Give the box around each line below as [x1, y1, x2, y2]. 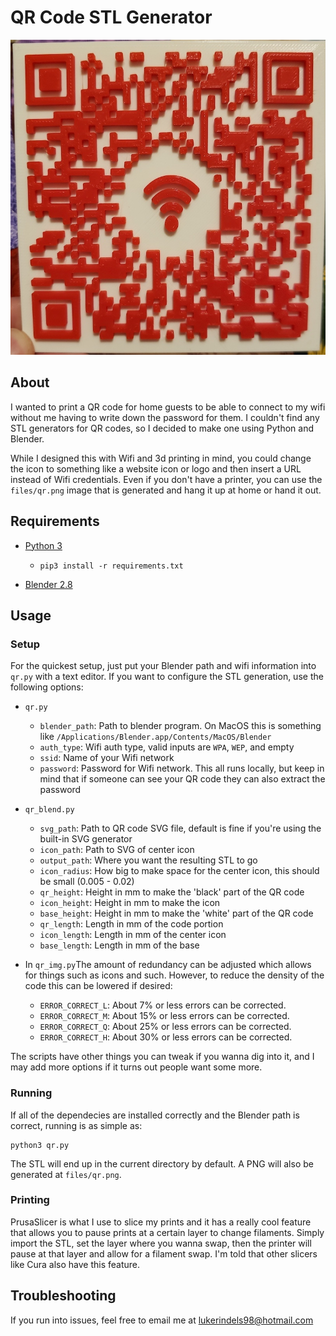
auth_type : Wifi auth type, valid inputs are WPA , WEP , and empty [39, 741, 295, 753]
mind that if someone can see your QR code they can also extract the [39, 773, 326, 785]
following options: [10, 681, 84, 693]
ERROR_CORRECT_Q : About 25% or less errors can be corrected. [39, 1021, 292, 1033]
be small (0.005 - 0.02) [39, 876, 135, 888]
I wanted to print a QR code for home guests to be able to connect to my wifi [10, 401, 326, 413]
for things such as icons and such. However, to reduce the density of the [24, 969, 325, 981]
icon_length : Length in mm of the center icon [39, 929, 227, 941]
